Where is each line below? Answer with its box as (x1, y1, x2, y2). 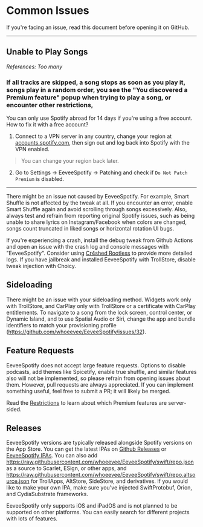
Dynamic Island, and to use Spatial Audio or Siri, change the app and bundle (6, 315, 196, 322)
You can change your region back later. (21, 157, 119, 165)
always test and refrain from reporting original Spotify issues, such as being (6, 212, 195, 220)
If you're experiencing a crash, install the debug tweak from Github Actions (6, 237, 193, 244)
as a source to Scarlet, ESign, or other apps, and (6, 465, 127, 472)
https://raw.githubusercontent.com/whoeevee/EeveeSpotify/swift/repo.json (6, 458, 195, 466)
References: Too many (6, 63, 63, 70)
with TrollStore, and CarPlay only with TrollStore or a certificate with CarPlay (6, 302, 196, 309)
